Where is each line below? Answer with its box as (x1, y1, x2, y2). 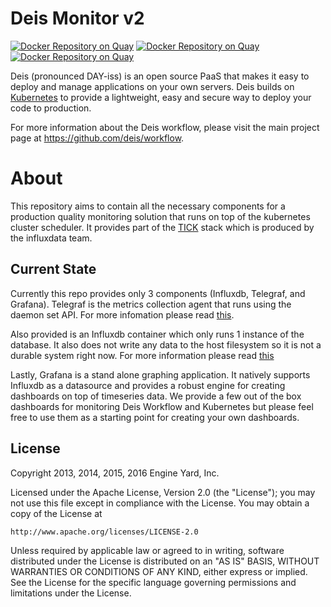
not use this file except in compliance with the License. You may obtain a (10, 497, 310, 509)
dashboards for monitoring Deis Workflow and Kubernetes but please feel (10, 400, 314, 412)
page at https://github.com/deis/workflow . (10, 132, 185, 144)
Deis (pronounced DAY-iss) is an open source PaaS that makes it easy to (10, 70, 310, 82)
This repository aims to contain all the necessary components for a (10, 200, 286, 212)
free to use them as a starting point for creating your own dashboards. (10, 411, 300, 423)
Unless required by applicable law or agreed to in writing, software (10, 544, 285, 556)
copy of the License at (10, 507, 103, 519)
